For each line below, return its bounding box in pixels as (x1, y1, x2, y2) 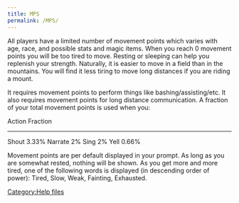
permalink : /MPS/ (7, 17, 59, 24)
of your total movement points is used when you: (7, 103, 151, 111)
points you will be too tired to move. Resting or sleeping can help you (7, 51, 210, 60)
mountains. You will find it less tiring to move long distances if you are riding (7, 67, 230, 75)
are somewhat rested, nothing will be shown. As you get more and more (7, 158, 218, 167)
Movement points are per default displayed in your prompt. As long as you (7, 150, 225, 160)
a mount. (7, 74, 33, 82)
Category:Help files (7, 187, 65, 196)
